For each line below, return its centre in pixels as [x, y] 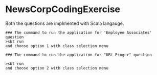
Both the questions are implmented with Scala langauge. [65, 23]
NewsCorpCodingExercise [63, 9]
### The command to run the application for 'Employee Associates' [79, 32]
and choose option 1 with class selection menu [57, 46]
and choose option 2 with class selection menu [57, 68]
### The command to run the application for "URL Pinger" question [79, 55]
